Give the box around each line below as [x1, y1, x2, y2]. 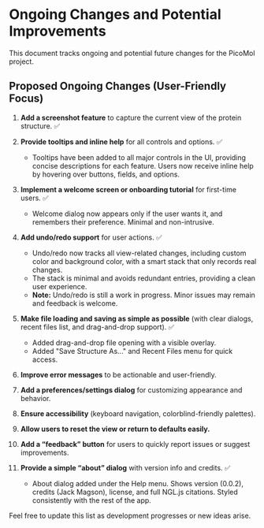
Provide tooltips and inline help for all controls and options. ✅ [20, 136, 223, 147]
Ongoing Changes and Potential [9, 6, 221, 24]
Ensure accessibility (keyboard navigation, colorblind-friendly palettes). [20, 408, 256, 418]
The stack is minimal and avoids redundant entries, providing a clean [32, 273, 255, 283]
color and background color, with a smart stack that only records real [32, 256, 257, 266]
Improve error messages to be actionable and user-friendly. [20, 370, 218, 379]
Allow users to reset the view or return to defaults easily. [20, 424, 210, 433]
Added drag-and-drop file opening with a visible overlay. [32, 337, 217, 348]
